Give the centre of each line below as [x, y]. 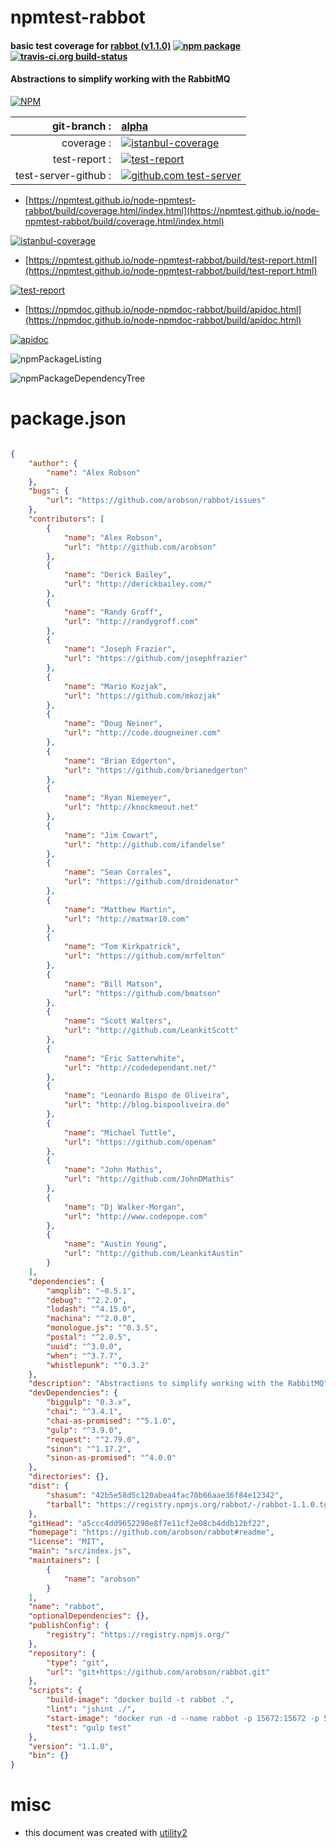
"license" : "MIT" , [66, 1542]
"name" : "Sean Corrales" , [117, 872]
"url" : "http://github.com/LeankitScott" [151, 1031]
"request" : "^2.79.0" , [93, 1439]
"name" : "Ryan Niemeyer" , [117, 798]
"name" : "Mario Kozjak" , [115, 686]
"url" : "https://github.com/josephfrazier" [155, 659]
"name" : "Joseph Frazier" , [120, 649]
